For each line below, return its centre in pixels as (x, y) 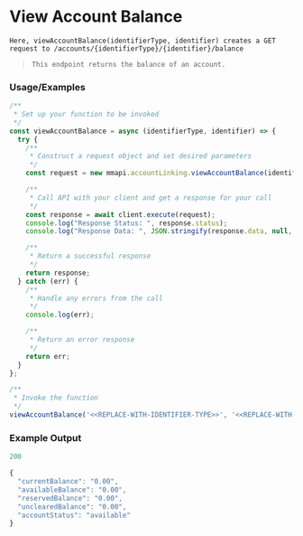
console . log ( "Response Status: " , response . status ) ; (127, 223)
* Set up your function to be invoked (86, 115)
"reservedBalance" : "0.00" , (70, 498)
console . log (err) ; (60, 315)
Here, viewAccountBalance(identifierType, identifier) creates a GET (143, 41)
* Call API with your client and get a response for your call (151, 197)
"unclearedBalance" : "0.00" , (72, 507)
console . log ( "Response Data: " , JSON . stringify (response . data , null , (159, 231)
